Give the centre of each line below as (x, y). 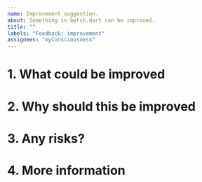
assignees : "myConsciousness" (52, 40)
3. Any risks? (46, 138)
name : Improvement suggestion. (53, 14)
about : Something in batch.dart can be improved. (81, 20)
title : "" (22, 27)
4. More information (66, 170)
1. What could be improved (86, 75)
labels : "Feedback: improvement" (56, 33)
